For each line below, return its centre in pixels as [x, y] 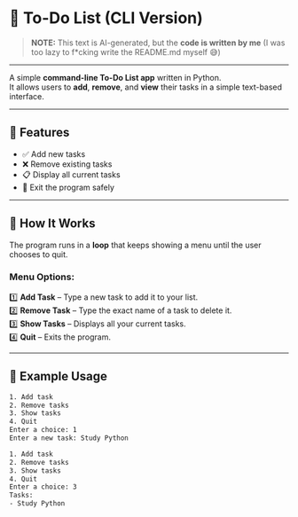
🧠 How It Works [52, 224]
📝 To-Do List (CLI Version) [106, 18]
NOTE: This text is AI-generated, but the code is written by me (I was [158, 43]
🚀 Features [39, 133]
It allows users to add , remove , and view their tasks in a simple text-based [145, 87]
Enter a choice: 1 [43, 430]
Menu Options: [42, 277]
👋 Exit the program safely [68, 187]
